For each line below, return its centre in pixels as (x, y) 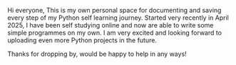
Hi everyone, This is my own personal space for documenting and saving (114, 10)
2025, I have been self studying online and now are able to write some (111, 25)
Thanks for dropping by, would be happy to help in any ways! (97, 54)
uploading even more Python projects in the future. (82, 40)
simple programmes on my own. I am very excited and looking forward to (115, 32)
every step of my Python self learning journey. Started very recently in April (118, 18)
